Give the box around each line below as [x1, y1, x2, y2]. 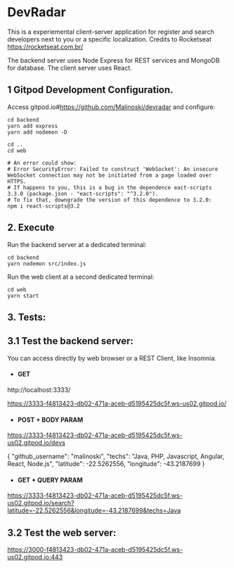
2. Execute [7, 222, 55, 234]
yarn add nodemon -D [7, 128, 68, 136]
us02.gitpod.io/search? [7, 499, 75, 507]
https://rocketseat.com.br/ [7, 42, 84, 51]
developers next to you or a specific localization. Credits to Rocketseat [7, 34, 212, 43]
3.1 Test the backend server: [7, 335, 134, 347]
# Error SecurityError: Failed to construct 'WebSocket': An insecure [7, 165, 219, 172]
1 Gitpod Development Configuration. [7, 84, 174, 96]
